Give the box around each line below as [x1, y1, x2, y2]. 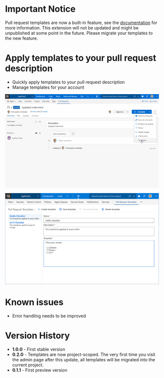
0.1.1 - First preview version [12, 367, 67, 373]
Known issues [5, 297, 63, 308]
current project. [12, 362, 44, 368]
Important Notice [5, 3, 76, 15]
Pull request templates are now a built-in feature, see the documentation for [5, 20, 158, 25]
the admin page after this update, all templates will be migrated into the [12, 357, 155, 363]
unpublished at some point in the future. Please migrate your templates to [5, 30, 153, 36]
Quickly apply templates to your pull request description [12, 79, 125, 85]
